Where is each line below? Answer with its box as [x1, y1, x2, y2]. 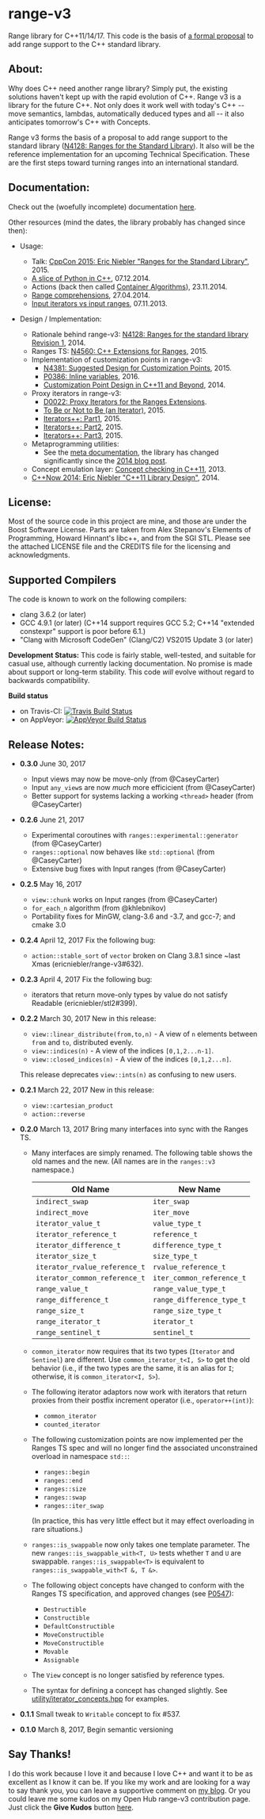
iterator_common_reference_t [35, 1274, 146, 1282]
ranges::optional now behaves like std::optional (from [31, 847, 215, 857]
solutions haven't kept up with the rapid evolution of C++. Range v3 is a [8, 92, 241, 102]
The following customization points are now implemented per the [31, 1435, 244, 1444]
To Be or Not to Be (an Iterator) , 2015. [43, 405, 166, 415]
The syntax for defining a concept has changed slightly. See [31, 1686, 228, 1694]
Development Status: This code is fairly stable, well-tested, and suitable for [8, 650, 256, 660]
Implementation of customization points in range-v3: [31, 355, 203, 364]
